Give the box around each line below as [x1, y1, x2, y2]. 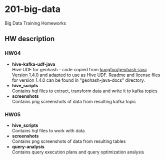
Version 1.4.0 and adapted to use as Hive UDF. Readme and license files [11, 72, 160, 78]
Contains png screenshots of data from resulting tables [11, 138, 126, 144]
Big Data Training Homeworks [4, 20, 66, 26]
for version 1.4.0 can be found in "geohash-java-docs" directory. [11, 77, 145, 83]
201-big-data [4, 4, 61, 15]
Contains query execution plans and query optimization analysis [11, 149, 144, 155]
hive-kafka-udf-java [11, 61, 55, 67]
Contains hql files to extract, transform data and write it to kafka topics [11, 88, 158, 94]
